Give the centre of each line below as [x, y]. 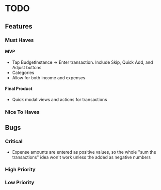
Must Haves [19, 40]
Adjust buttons [27, 67]
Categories [23, 73]
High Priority [20, 170]
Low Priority [20, 183]
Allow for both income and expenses [49, 77]
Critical [14, 142]
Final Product [19, 89]
